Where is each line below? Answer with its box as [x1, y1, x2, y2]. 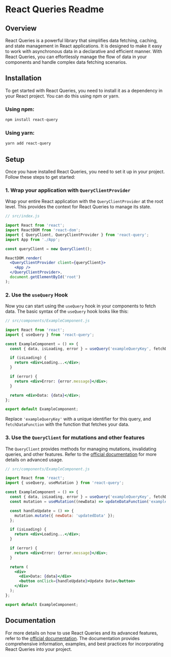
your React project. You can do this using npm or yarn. [5, 93, 120, 99]
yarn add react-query [5, 141, 51, 146]
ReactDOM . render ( [5, 255, 42, 261]
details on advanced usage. [5, 456, 64, 463]
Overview [5, 24, 37, 33]
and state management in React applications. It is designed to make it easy [5, 43, 162, 49]
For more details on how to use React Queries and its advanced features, [5, 629, 158, 636]
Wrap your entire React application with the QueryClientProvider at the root [5, 198, 164, 205]
